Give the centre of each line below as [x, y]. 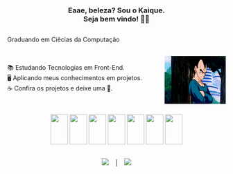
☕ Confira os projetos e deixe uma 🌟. [60, 88]
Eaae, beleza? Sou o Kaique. [116, 10]
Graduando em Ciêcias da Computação [63, 39]
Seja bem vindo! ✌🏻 [116, 19]
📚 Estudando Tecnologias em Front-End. [66, 67]
